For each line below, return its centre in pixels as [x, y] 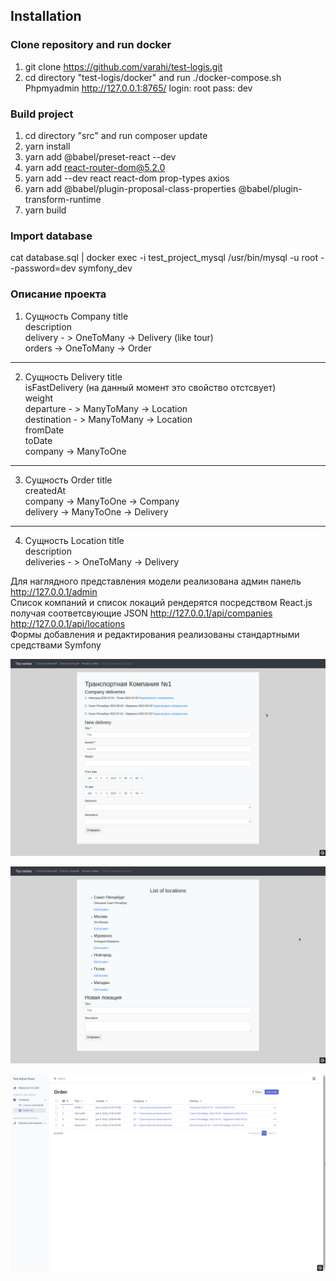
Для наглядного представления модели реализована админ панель [156, 581]
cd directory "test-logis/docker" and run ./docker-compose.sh [153, 77]
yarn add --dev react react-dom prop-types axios [127, 178]
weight [38, 398]
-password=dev [43, 268]
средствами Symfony [56, 645]
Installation [46, 16]
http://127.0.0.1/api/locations [68, 623]
